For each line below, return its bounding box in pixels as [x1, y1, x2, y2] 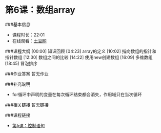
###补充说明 [5, 81, 31, 87]
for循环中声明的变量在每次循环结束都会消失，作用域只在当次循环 [12, 91, 142, 97]
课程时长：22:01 [12, 32, 45, 38]
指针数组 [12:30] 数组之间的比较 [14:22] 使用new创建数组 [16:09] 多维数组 [5, 54, 153, 60]
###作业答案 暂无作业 [5, 71, 49, 76]
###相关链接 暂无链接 [5, 102, 49, 108]
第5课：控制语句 [12, 122, 45, 128]
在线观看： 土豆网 [12, 38, 47, 44]
